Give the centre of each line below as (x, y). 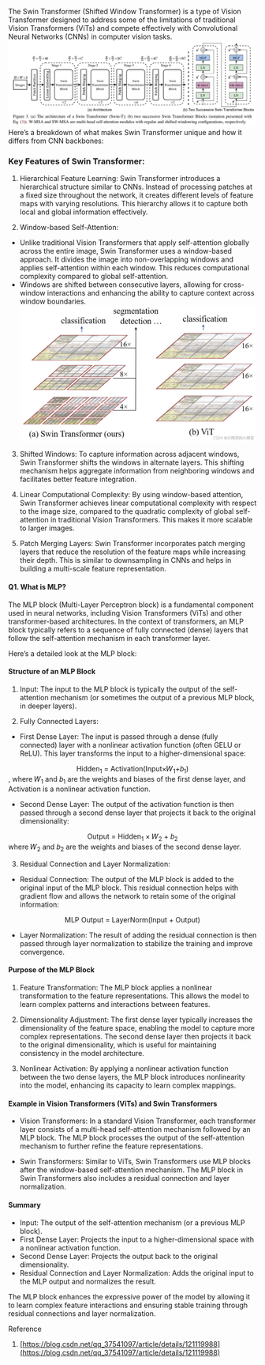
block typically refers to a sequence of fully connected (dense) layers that (128, 630)
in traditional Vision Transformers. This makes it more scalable (151, 520)
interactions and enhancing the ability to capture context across (151, 293)
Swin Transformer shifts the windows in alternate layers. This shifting (132, 462)
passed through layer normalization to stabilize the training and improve (136, 943)
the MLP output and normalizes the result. (88, 1281)
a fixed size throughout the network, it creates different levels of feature (136, 195)
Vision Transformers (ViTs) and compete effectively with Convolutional (123, 28)
